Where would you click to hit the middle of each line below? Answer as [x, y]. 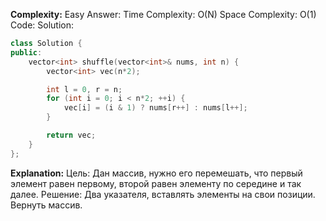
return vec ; [71, 135]
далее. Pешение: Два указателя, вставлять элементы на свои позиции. [163, 194]
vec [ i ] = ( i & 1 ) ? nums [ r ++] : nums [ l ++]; [155, 108]
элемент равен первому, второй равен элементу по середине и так [156, 183]
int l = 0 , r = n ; [84, 89]
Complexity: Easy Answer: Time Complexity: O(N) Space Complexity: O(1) [163, 14]
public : [26, 52]
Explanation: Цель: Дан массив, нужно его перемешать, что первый [156, 173]
